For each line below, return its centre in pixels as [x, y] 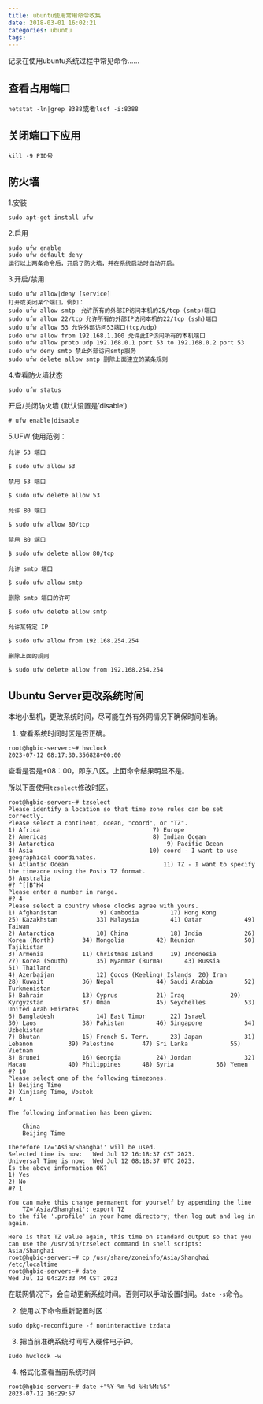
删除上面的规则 [29, 656]
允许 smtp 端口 [31, 568]
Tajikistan [26, 947]
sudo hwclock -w [35, 1356]
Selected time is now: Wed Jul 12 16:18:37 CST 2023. [102, 1154]
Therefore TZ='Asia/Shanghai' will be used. [82, 1147]
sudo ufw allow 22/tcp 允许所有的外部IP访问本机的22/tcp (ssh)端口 [113, 319]
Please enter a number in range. [63, 892]
